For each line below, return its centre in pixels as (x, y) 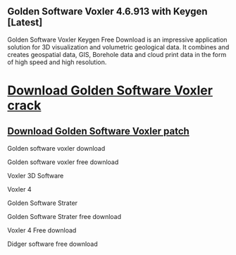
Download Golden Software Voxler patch (99, 131)
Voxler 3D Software (36, 175)
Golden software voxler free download (63, 162)
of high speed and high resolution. (57, 62)
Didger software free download (53, 244)
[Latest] (25, 23)
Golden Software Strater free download (64, 216)
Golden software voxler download (56, 148)
